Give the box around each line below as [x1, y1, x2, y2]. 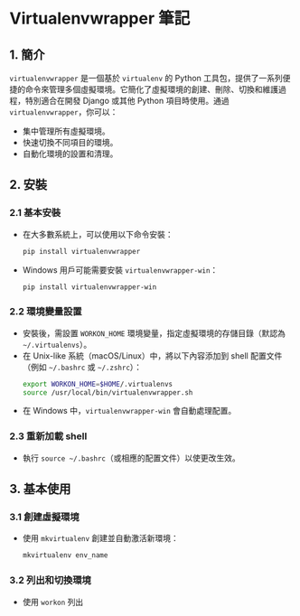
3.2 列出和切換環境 [9, 574, 92, 587]
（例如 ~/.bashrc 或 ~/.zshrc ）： [22, 361, 143, 372]
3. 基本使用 [9, 481, 71, 497]
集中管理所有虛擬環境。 [22, 126, 110, 136]
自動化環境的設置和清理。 [22, 148, 118, 159]
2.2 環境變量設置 [9, 305, 83, 318]
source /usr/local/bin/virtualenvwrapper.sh [22, 387, 193, 397]
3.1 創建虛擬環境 [9, 511, 80, 524]
